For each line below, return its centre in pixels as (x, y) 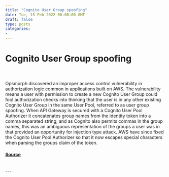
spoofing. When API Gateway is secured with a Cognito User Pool (74, 110)
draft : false (19, 19)
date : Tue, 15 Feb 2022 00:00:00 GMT (45, 15)
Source (13, 154)
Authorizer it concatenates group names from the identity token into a (78, 116)
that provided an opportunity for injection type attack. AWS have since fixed (84, 132)
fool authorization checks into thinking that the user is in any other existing (83, 99)
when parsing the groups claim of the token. (52, 143)
